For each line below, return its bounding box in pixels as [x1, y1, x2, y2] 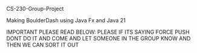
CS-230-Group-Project [6, 5, 64, 12]
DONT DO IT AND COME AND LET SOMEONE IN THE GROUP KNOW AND [6, 35, 191, 42]
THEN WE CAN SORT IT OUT [6, 42, 79, 48]
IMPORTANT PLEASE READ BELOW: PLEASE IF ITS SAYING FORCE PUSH [6, 28, 190, 36]
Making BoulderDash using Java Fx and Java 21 [6, 17, 126, 23]
